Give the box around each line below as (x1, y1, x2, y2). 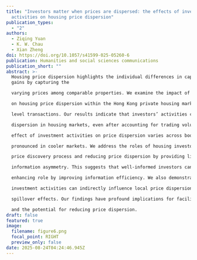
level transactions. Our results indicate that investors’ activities (11, 111, 188, 117)
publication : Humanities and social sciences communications (6, 58, 159, 63)
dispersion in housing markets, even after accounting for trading (11, 121, 180, 128)
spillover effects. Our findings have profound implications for (11, 196, 175, 202)
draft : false (6, 212, 38, 218)
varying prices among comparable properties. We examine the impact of (11, 90, 191, 96)
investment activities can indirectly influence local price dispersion (11, 185, 193, 191)
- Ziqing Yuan (11, 36, 46, 42)
